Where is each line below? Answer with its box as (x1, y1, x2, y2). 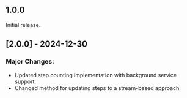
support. (14, 78, 37, 85)
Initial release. (5, 21, 41, 28)
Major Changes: (5, 58, 54, 66)
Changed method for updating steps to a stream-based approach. (14, 84, 182, 91)
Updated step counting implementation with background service (14, 71, 177, 78)
